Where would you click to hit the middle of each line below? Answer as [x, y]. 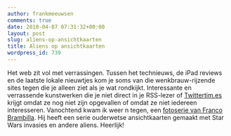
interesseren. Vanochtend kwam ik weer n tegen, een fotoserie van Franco [115, 110]
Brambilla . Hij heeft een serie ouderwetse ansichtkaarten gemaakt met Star [116, 117]
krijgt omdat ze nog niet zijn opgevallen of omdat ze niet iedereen [102, 102]
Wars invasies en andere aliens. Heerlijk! [66, 125]
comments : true [29, 20]
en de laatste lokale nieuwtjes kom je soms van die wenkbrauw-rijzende [111, 80]
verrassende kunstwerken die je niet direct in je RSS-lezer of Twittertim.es [115, 95]
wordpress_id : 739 [34, 53]
